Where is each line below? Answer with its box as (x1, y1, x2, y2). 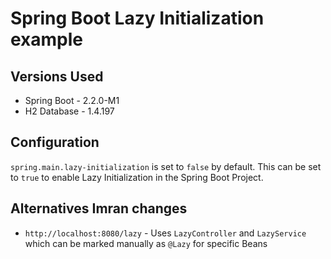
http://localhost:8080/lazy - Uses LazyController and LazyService (24, 227, 307, 239)
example (10, 28, 84, 51)
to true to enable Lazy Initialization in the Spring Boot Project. (10, 171, 264, 183)
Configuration (10, 134, 100, 151)
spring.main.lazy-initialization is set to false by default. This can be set (10, 160, 322, 172)
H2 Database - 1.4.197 (24, 105, 115, 117)
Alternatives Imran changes (10, 200, 188, 217)
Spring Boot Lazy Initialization (10, 7, 265, 30)
